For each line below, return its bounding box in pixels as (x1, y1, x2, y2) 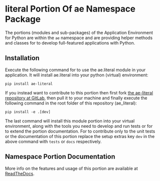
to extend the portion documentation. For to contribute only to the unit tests (5, 128, 156, 134)
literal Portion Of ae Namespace (5, 3, 136, 15)
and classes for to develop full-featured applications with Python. (5, 40, 135, 45)
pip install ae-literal (5, 81, 53, 86)
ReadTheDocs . (5, 170, 35, 176)
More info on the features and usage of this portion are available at (5, 166, 138, 171)
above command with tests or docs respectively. (5, 138, 102, 144)
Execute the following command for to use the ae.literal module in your (5, 67, 146, 73)
